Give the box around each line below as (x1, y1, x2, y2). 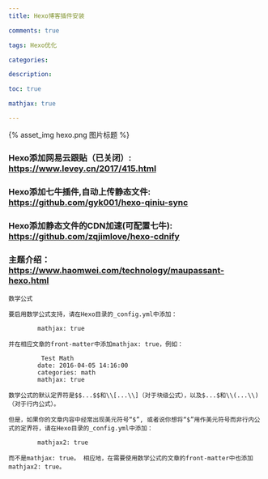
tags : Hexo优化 (8, 41, 57, 49)
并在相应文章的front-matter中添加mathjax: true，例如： (8, 340, 184, 349)
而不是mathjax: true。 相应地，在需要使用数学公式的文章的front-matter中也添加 (8, 454, 253, 462)
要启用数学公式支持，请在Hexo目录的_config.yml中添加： (8, 310, 178, 319)
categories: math (37, 368, 96, 377)
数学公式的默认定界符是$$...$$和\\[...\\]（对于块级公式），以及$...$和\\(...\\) (8, 391, 259, 400)
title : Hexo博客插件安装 (8, 11, 85, 20)
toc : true (8, 85, 42, 93)
